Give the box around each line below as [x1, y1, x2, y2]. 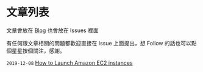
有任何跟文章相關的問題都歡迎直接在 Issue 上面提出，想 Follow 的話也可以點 [6, 39, 197, 47]
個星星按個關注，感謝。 [6, 47, 65, 54]
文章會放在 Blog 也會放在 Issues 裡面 [6, 27, 99, 34]
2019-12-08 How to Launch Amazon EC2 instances [6, 59, 133, 67]
